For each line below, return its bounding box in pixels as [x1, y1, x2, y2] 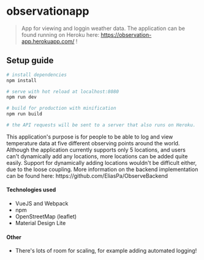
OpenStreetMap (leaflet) [15, 213, 77, 220]
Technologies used [6, 186, 56, 194]
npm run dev [6, 94, 37, 101]
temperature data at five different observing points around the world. [6, 139, 180, 147]
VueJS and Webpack [15, 200, 69, 207]
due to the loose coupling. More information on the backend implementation [6, 166, 198, 173]
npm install [6, 77, 37, 83]
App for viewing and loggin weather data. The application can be [21, 25, 186, 32]
